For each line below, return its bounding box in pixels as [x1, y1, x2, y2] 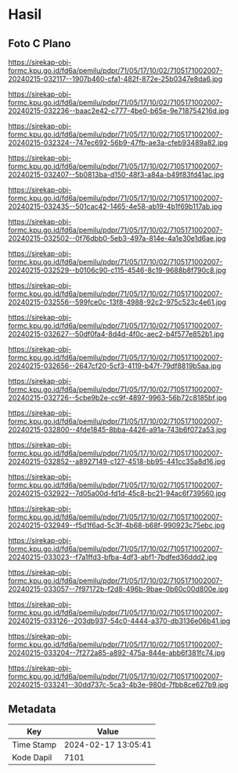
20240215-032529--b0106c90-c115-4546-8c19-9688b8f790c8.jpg [8, 265, 227, 275]
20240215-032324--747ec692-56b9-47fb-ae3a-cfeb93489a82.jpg [8, 138, 229, 147]
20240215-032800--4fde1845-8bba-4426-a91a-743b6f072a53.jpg [8, 425, 227, 434]
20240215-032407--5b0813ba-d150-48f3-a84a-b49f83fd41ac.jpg [8, 170, 225, 179]
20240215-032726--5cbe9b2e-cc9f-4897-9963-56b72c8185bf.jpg [8, 393, 227, 402]
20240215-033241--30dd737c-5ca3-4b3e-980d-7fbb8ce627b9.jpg [8, 680, 229, 689]
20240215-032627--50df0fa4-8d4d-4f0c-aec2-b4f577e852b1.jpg [8, 330, 225, 338]
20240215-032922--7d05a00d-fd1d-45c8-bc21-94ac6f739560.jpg [8, 489, 226, 498]
